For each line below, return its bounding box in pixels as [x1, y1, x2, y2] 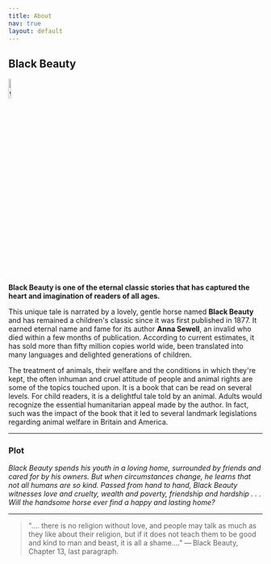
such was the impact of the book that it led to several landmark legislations [8, 409, 257, 418]
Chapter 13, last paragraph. [27, 547, 119, 557]
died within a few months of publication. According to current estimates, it [8, 333, 255, 342]
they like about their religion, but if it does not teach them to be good [27, 529, 256, 539]
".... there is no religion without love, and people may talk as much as [27, 521, 256, 531]
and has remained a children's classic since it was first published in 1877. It [8, 316, 257, 325]
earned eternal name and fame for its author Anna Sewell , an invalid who [8, 324, 252, 334]
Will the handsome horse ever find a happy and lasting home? [8, 498, 215, 507]
